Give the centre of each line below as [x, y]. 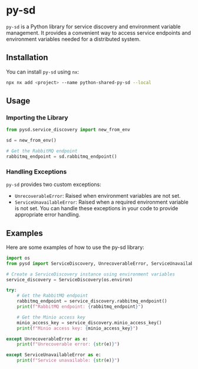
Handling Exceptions [37, 171]
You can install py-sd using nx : [43, 72]
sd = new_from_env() [32, 141]
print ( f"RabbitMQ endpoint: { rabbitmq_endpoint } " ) [80, 307]
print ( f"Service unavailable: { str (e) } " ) [68, 360]
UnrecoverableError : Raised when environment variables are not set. [98, 196]
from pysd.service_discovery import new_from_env [68, 130]
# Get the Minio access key [51, 317]
